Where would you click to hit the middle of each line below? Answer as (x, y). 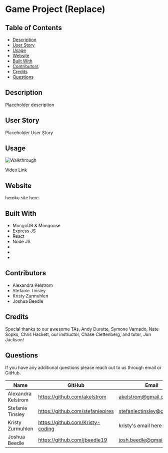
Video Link (16, 170)
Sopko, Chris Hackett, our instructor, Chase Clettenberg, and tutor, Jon (78, 334)
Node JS (21, 242)
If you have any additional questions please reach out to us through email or (83, 367)
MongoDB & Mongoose (36, 226)
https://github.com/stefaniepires (76, 411)
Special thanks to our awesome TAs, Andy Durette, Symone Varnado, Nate (82, 329)
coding (46, 428)
